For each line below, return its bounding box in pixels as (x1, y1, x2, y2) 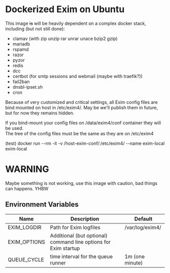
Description (70, 215, 100, 222)
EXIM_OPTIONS (8, 238, 46, 245)
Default (134, 215, 153, 222)
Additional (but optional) (50, 232, 108, 239)
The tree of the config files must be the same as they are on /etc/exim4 (5, 130, 154, 136)
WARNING (5, 164, 49, 175)
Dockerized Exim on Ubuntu (5, 4, 125, 15)
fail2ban (12, 79, 30, 85)
